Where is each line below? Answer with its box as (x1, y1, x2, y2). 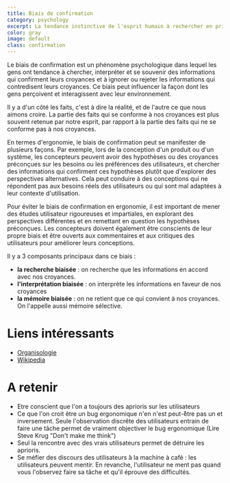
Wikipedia (16, 356, 46, 364)
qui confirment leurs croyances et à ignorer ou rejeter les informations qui (7, 75, 216, 83)
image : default (7, 36, 51, 42)
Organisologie (16, 348, 57, 356)
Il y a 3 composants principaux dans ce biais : (7, 252, 136, 260)
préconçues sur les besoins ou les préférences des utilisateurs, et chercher (7, 160, 220, 168)
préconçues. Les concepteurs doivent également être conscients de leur (7, 224, 212, 232)
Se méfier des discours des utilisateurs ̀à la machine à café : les (16, 453, 197, 461)
